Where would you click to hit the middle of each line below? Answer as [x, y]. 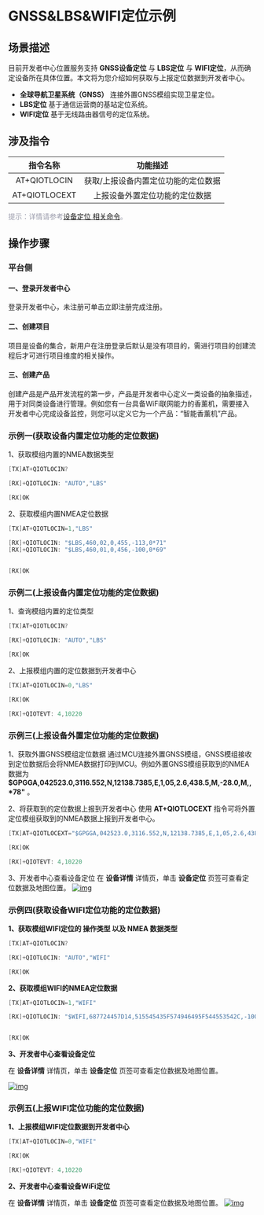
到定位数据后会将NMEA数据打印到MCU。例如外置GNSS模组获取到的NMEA [129, 764]
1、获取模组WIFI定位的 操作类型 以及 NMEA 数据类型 [93, 928]
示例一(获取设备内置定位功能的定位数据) [84, 436]
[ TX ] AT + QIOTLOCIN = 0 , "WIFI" [52, 1142]
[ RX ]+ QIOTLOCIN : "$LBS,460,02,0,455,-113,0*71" [88, 543]
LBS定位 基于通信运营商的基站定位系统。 [86, 104]
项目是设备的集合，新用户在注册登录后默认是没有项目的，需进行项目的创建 [128, 345]
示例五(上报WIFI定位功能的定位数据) [77, 1108]
